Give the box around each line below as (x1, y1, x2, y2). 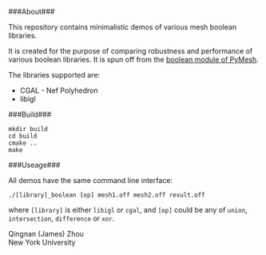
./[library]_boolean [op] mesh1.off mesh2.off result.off (8, 191, 205, 199)
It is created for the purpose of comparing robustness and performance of (8, 46, 253, 55)
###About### (8, 7, 55, 16)
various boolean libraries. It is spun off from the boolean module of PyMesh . (8, 55, 260, 64)
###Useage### (8, 160, 61, 169)
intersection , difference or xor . (8, 213, 115, 223)
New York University (8, 237, 76, 247)
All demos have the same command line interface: (8, 176, 173, 185)
